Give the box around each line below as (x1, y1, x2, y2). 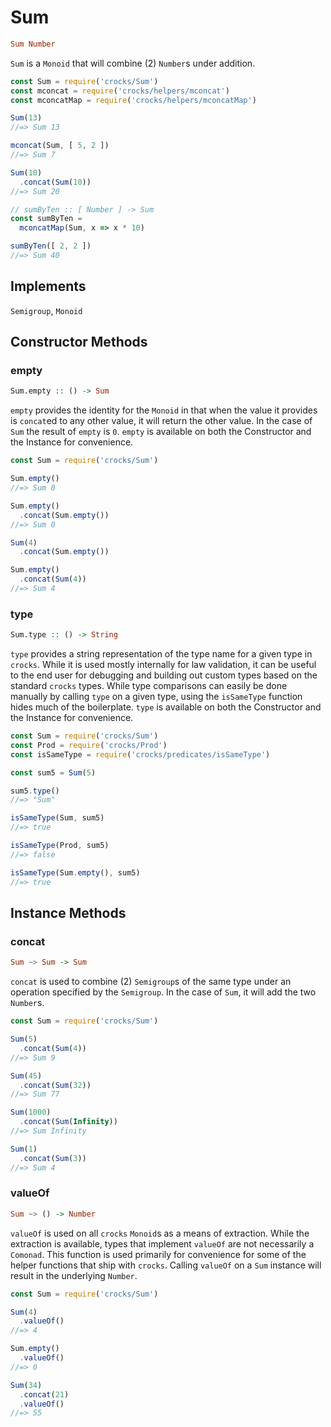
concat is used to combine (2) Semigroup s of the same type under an (10, 976, 292, 988)
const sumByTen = (10, 214, 83, 224)
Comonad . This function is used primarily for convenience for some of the (10, 1248, 307, 1260)
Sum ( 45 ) (10, 1071, 43, 1081)
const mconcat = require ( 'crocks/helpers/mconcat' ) (10, 86, 230, 96)
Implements (10, 278, 87, 295)
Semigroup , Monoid (10, 304, 83, 316)
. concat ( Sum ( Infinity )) (19, 1117, 118, 1127)
